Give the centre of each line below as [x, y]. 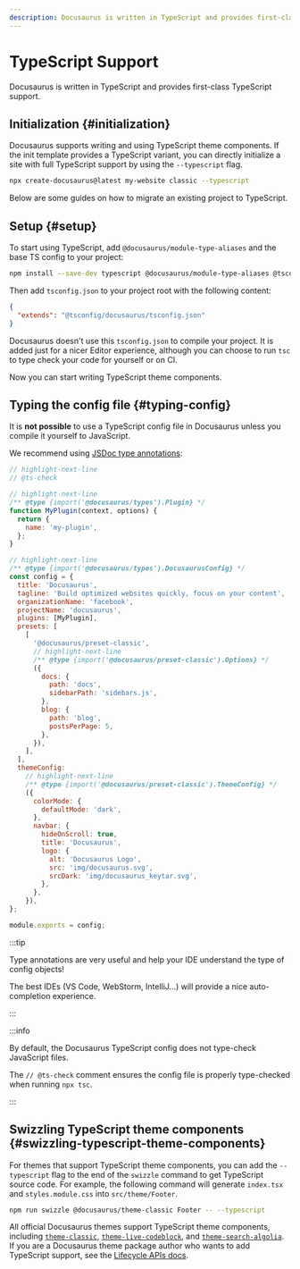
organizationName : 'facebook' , [75, 601]
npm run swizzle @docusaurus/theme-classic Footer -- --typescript [137, 1210]
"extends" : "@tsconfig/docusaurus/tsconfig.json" [111, 315]
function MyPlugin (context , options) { [83, 510]
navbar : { [51, 826]
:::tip [17, 942]
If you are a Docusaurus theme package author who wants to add [130, 1246]
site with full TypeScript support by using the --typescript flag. [126, 164]
